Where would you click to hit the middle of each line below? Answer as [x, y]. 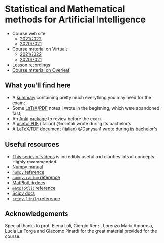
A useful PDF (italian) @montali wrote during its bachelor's [72, 123]
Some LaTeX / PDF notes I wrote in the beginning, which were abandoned [86, 108]
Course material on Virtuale [40, 49]
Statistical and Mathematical [65, 9]
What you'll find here [38, 86]
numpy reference [28, 172]
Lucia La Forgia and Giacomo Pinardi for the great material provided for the [81, 231]
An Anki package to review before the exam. [57, 118]
